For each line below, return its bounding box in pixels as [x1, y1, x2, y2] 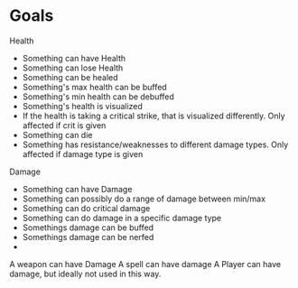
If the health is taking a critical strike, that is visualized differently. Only [22, 110, 286, 121]
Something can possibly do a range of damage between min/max [22, 193, 266, 204]
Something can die [22, 129, 93, 140]
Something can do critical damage [22, 202, 151, 213]
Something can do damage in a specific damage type [22, 212, 222, 223]
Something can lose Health [22, 62, 124, 73]
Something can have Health [22, 52, 126, 63]
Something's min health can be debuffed [22, 91, 174, 102]
